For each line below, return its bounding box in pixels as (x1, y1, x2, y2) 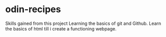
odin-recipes (5, 4, 61, 15)
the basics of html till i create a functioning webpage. (5, 25, 117, 31)
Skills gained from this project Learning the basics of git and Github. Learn (5, 20, 161, 26)
